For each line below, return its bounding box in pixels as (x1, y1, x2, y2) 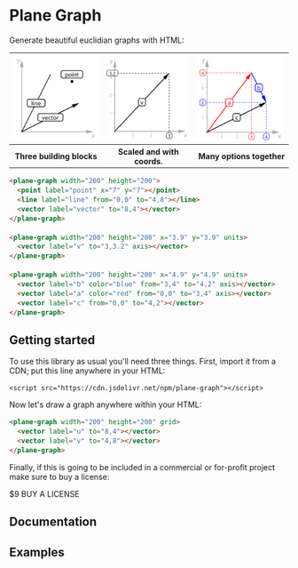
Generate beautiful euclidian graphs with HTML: (9, 35, 184, 45)
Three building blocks (14, 151, 98, 162)
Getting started (9, 332, 96, 348)
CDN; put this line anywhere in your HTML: (9, 365, 166, 376)
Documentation (9, 515, 98, 530)
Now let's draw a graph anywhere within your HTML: (9, 399, 202, 410)
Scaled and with (118, 146, 179, 156)
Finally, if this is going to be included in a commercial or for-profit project (9, 461, 276, 472)
